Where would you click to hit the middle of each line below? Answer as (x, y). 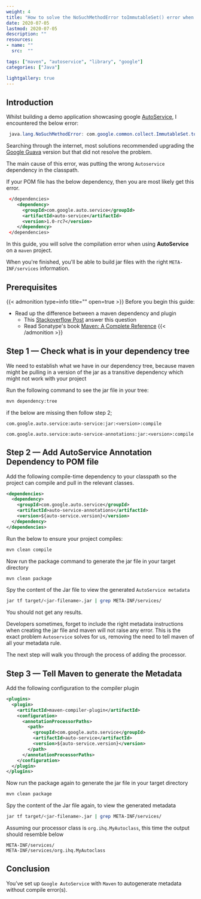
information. (55, 268)
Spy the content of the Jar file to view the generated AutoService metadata (98, 590)
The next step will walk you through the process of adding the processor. (96, 655)
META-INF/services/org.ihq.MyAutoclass (56, 851)
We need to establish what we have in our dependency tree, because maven (100, 365)
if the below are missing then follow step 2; (59, 412)
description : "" (26, 34)
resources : (20, 40)
